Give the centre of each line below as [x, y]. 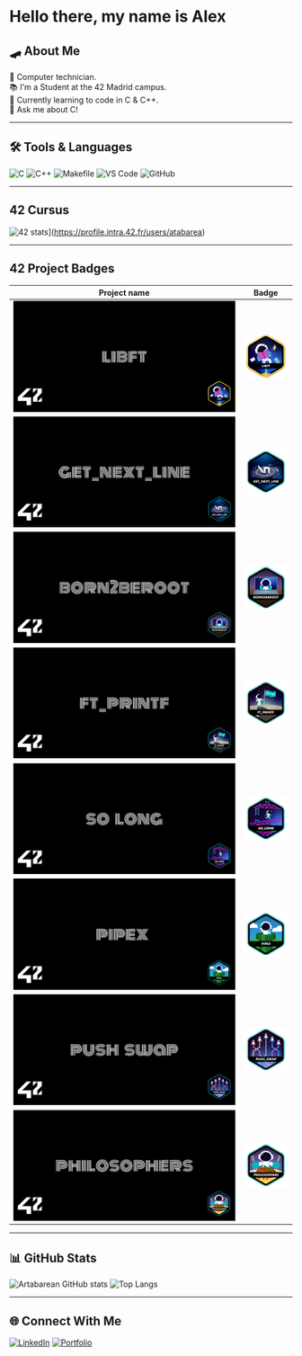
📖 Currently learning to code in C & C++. [84, 100]
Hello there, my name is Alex [118, 17]
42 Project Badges [62, 268]
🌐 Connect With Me [66, 1320]
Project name [124, 292]
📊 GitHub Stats [53, 1258]
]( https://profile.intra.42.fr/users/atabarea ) [127, 232]
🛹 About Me [45, 51]
